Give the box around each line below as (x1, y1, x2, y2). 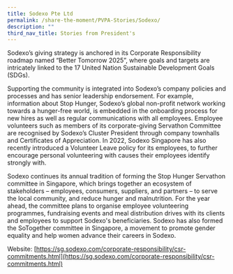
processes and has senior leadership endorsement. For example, (7, 92, 194, 100)
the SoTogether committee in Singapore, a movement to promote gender (7, 224, 216, 232)
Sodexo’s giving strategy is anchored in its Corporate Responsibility (7, 49, 201, 57)
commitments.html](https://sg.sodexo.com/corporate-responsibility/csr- (7, 252, 215, 261)
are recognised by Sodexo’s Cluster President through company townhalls (7, 129, 220, 137)
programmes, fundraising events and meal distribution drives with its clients (7, 209, 225, 218)
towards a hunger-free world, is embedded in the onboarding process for (7, 107, 218, 115)
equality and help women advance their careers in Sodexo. (7, 231, 176, 240)
